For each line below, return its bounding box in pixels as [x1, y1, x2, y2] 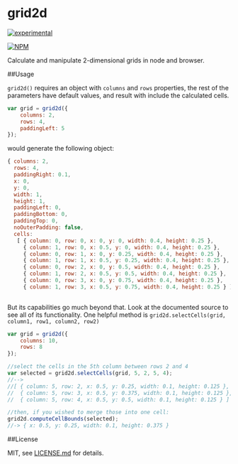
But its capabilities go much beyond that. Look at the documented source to [7, 303, 229, 311]
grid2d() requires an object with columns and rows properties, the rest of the [7, 83, 229, 92]
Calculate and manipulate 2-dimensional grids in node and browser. [7, 55, 205, 65]
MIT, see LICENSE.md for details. [7, 449, 104, 458]
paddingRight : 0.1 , [13, 171, 72, 178]
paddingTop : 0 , [13, 217, 59, 225]
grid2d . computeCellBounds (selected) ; [7, 416, 119, 423]
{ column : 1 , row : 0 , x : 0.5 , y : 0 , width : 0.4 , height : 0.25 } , [23, 244, 221, 251]
